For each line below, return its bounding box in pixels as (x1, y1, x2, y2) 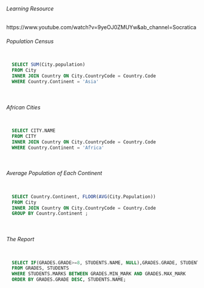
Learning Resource (6, 5, 54, 12)
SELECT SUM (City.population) (12, 61, 86, 68)
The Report (6, 235, 35, 242)
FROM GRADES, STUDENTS (12, 265, 69, 272)
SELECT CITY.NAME (12, 128, 56, 134)
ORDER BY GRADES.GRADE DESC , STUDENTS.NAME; (12, 276, 126, 283)
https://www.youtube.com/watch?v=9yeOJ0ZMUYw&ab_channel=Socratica (6, 24, 197, 31)
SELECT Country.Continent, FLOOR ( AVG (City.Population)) (12, 193, 156, 200)
